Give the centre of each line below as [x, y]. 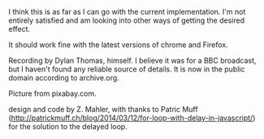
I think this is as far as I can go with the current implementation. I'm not [127, 12]
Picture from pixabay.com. [52, 93]
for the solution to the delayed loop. [68, 126]
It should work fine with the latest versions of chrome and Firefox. [119, 45]
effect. [19, 29]
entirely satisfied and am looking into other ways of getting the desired [127, 20]
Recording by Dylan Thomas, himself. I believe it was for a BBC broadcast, [132, 61]
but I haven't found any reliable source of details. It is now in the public [127, 69]
